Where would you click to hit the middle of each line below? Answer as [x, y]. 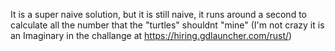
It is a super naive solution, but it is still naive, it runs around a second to [158, 14]
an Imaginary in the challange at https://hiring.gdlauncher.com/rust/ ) [151, 35]
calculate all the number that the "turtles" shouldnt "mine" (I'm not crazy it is [167, 25]
